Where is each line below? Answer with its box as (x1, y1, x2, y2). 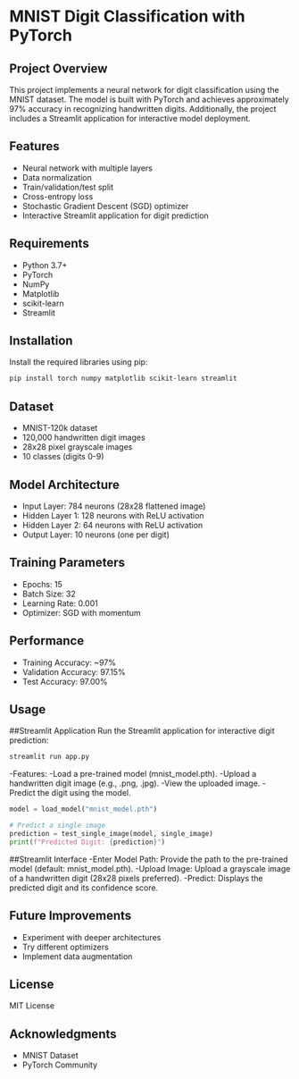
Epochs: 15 (21, 578, 62, 589)
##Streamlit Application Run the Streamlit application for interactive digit (9, 726, 275, 737)
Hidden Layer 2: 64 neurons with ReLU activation (21, 519, 203, 530)
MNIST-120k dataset (21, 423, 98, 434)
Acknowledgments (9, 1026, 118, 1041)
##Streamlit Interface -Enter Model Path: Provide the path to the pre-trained (9, 854, 288, 864)
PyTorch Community (21, 1059, 98, 1070)
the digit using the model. (37, 788, 131, 798)
